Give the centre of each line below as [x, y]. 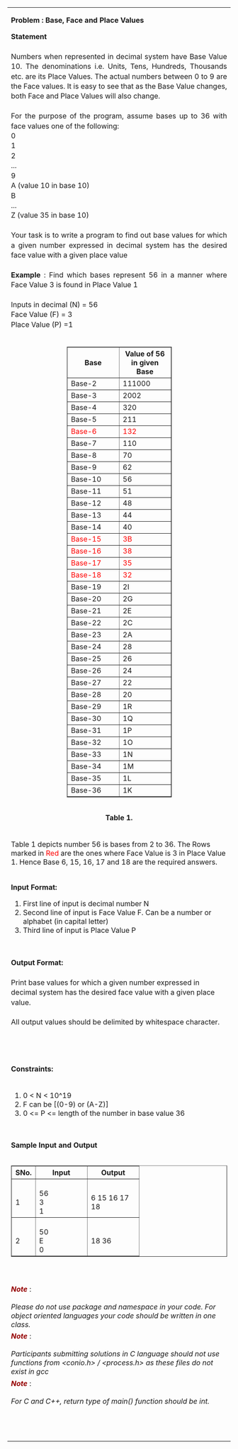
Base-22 [86, 622]
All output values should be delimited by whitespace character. [115, 1022]
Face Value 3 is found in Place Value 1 [74, 285]
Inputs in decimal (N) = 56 [55, 304]
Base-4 [84, 407]
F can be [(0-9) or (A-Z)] [66, 1104]
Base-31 [86, 730]
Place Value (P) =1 [42, 324]
